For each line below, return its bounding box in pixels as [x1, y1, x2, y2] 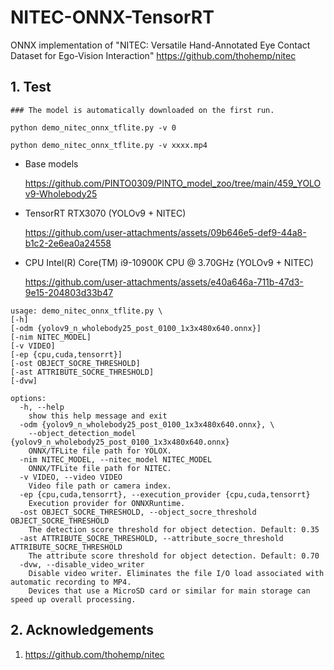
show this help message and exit [28, 411, 168, 421]
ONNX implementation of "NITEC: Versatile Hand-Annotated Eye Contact [10, 39, 311, 51]
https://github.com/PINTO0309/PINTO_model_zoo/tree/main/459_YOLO [24, 177, 322, 189]
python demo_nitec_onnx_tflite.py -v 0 [10, 122, 177, 133]
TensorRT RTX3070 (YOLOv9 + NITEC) [24, 207, 187, 219]
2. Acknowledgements [10, 622, 155, 639]
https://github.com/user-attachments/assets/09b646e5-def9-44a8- [24, 226, 307, 238]
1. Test [10, 79, 52, 96]
